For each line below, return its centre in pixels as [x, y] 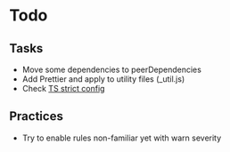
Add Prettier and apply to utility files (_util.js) [103, 79]
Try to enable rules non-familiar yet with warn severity [122, 138]
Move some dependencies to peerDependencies [112, 69]
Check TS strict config [63, 88]
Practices [37, 116]
